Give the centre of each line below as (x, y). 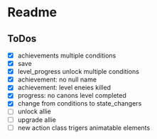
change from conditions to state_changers (80, 104)
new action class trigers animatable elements (84, 128)
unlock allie (34, 111)
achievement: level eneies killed (64, 88)
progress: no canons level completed (72, 96)
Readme (32, 12)
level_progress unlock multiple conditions (78, 72)
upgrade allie (37, 119)
